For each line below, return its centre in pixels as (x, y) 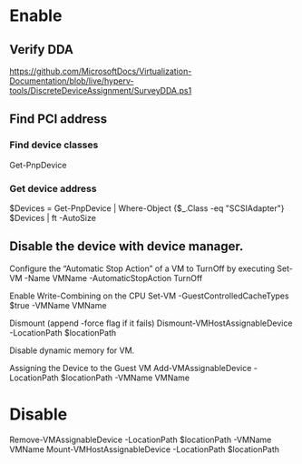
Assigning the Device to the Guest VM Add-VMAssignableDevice (131, 368)
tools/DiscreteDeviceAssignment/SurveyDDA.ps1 (101, 91)
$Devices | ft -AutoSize (53, 217)
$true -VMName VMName (58, 305)
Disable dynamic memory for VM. (72, 350)
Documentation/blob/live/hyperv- (72, 81)
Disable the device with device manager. (127, 247)
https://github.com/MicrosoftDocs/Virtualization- (101, 71)
